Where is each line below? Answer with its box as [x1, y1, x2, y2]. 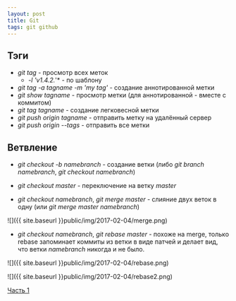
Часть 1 [7, 286, 30, 294]
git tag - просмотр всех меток [17, 69, 108, 77]
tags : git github [7, 23, 58, 30]
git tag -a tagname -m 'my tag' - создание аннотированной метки [17, 83, 215, 92]
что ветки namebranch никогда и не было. [17, 245, 145, 253]
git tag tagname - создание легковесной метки [17, 106, 160, 114]
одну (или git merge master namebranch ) [17, 203, 139, 211]
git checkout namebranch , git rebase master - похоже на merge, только [17, 230, 230, 238]
